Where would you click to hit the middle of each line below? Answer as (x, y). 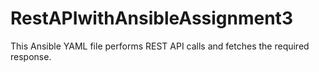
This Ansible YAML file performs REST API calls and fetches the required (160, 46)
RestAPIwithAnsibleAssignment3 (151, 18)
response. (31, 56)
